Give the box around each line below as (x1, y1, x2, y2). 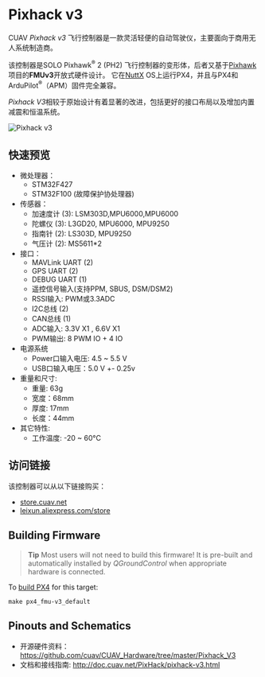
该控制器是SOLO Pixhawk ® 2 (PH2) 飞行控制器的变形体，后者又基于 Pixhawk (8, 58, 257, 69)
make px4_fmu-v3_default (8, 597, 91, 605)
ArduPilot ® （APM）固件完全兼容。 (8, 79, 121, 90)
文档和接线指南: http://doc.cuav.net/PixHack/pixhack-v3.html (19, 659, 220, 669)
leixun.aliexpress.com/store (19, 505, 111, 515)
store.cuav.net (19, 497, 68, 507)
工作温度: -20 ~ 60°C (31, 434, 102, 443)
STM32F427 (31, 180, 73, 189)
